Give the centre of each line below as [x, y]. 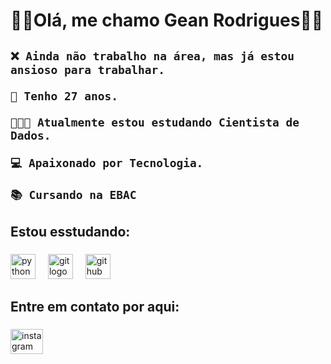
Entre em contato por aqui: [95, 307]
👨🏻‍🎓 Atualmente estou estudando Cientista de [155, 122]
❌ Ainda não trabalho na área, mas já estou [152, 56]
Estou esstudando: [70, 231]
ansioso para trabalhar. [88, 69]
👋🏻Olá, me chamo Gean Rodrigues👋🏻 [167, 20]
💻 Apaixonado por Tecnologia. [107, 162]
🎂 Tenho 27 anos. [64, 96]
